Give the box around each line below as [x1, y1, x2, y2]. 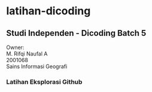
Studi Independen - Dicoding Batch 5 [6, 28, 147, 38]
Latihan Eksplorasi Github [6, 78, 83, 86]
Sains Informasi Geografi [6, 63, 68, 70]
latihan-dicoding [6, 4, 91, 18]
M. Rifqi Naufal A [6, 50, 48, 57]
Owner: [6, 44, 25, 51]
